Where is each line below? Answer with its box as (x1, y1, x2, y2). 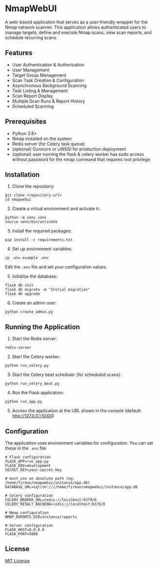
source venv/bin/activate (5, 219, 57, 225)
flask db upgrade (5, 292, 40, 296)
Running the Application (5, 323, 80, 331)
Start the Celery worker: (12, 354, 61, 359)
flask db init (5, 283, 34, 288)
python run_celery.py (5, 363, 49, 368)
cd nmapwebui (5, 197, 32, 202)
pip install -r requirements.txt (5, 237, 73, 242)
